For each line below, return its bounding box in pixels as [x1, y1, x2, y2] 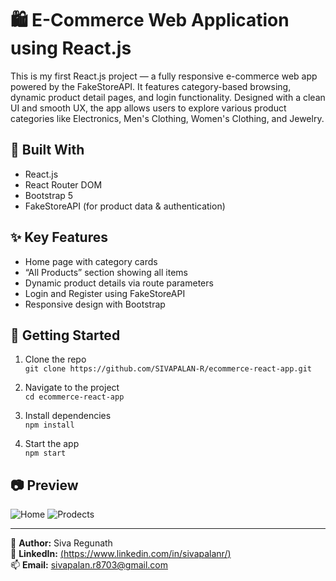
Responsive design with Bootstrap [24, 298, 166, 310]
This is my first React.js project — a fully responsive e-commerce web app [10, 70, 318, 82]
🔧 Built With [10, 142, 85, 159]
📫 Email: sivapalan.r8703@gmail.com [10, 559, 169, 571]
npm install [24, 420, 75, 431]
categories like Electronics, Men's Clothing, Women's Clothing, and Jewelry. [10, 112, 325, 124]
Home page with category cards [24, 255, 158, 267]
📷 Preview [10, 477, 79, 494]
